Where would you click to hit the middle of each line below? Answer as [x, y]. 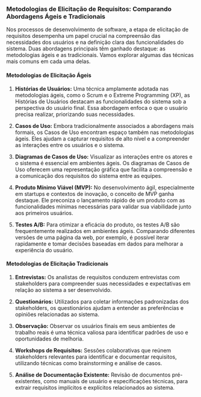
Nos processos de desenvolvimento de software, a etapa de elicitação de [97, 29]
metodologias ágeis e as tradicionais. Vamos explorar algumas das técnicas [100, 55]
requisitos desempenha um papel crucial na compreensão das [83, 36]
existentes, [28, 381]
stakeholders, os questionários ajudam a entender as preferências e [99, 308]
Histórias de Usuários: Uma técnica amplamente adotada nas [92, 88]
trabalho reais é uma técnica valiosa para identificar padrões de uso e [101, 332]
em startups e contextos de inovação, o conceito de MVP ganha [94, 193]
